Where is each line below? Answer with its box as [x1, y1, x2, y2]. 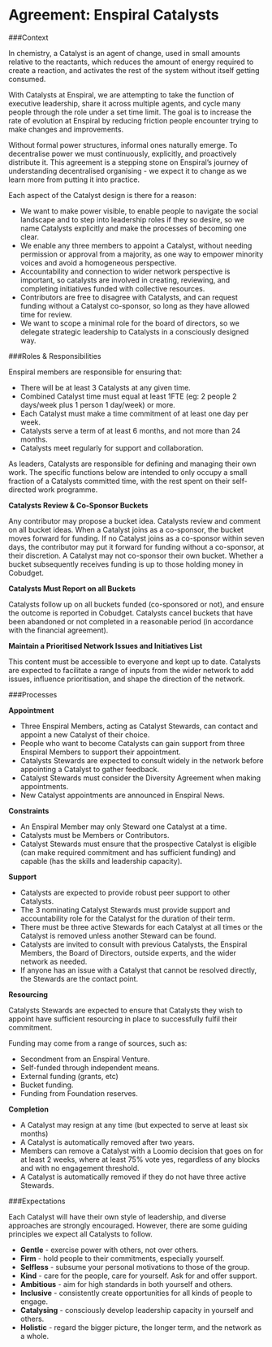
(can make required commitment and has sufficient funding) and [19, 847, 236, 857]
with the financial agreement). [8, 625, 109, 635]
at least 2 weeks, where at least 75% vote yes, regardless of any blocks [19, 1155, 261, 1164]
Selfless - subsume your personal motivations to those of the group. [19, 1262, 250, 1271]
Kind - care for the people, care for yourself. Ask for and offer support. [19, 1271, 257, 1280]
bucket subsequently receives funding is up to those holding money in [8, 559, 244, 569]
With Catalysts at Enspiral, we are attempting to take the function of [8, 89, 235, 99]
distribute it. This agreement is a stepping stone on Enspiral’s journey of [8, 157, 248, 167]
